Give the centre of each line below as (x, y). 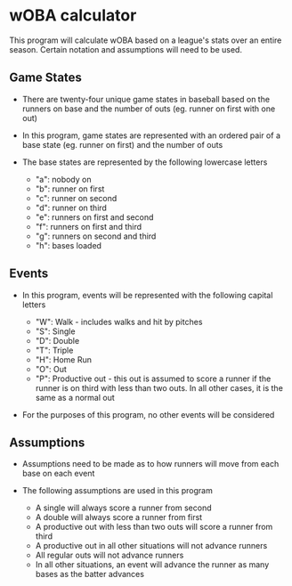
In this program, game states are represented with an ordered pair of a (151, 135)
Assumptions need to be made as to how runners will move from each (150, 464)
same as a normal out (75, 397)
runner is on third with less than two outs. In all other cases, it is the (159, 387)
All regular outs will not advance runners (109, 555)
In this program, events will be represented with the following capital (147, 295)
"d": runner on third (71, 208)
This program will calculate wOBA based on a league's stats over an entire (146, 40)
